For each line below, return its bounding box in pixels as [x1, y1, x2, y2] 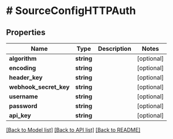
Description [97, 45, 132, 53]
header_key [9, 74, 43, 81]
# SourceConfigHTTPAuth [6, 4, 136, 18]
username [9, 92, 38, 100]
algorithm [9, 54, 37, 62]
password [9, 102, 38, 110]
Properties [6, 27, 46, 37]
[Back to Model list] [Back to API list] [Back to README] [6, 127, 141, 133]
